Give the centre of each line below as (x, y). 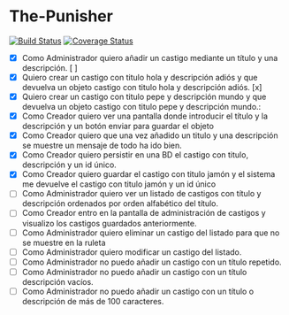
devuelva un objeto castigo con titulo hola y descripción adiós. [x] (142, 88)
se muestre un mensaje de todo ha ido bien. (102, 146)
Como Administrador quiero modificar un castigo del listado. (132, 252)
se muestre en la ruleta (64, 242)
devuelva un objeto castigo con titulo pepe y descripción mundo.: (141, 107)
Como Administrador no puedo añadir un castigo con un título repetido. (152, 262)
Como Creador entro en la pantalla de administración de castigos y (144, 213)
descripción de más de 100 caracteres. (93, 301)
